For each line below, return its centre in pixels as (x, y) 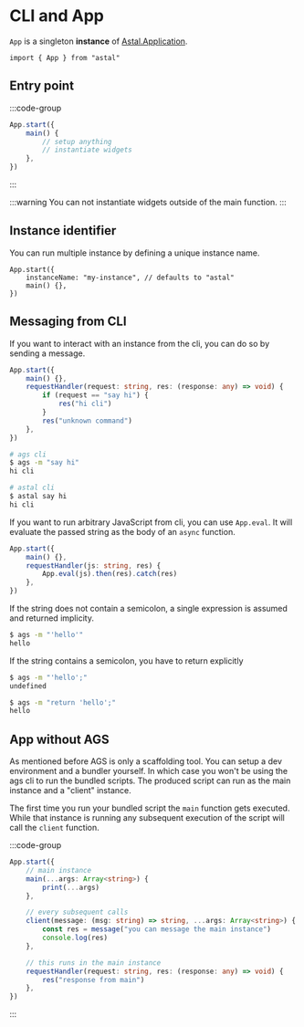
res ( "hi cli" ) (85, 404)
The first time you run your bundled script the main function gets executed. (150, 808)
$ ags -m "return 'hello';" (63, 702)
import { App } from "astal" (65, 58)
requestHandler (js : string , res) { (94, 566)
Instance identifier (63, 231)
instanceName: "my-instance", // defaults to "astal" (130, 278)
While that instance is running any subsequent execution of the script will (147, 818)
